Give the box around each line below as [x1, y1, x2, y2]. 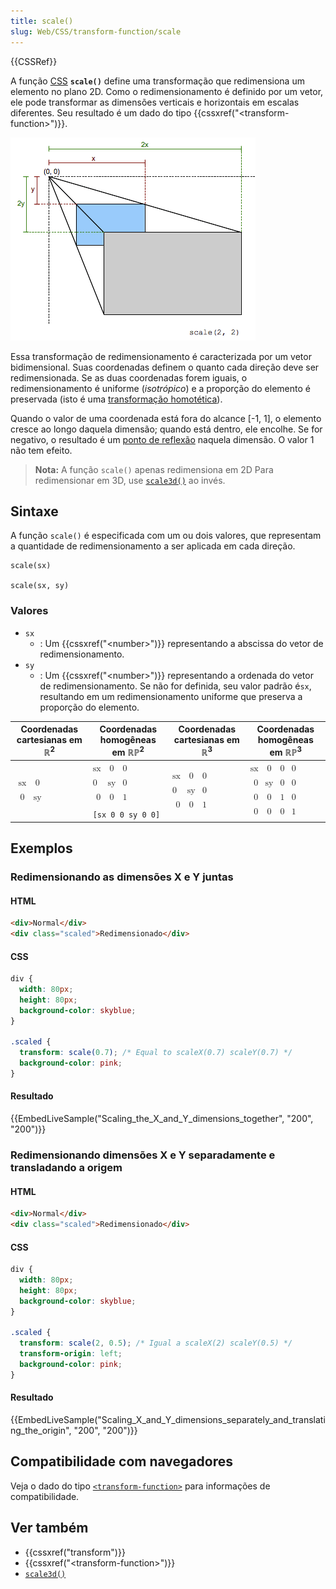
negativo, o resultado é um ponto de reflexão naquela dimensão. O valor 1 [10, 433, 315, 445]
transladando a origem [10, 1160, 123, 1174]
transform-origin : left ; [19, 1349, 123, 1359]
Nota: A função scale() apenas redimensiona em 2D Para [34, 463, 274, 475]
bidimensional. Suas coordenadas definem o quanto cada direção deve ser [10, 361, 320, 373]
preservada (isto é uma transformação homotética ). [10, 393, 223, 405]
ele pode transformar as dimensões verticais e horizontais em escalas [10, 96, 300, 108]
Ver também [10, 1520, 89, 1537]
